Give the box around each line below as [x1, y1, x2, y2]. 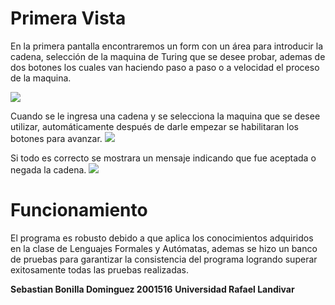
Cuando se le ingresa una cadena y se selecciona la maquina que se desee [10, 110, 321, 122]
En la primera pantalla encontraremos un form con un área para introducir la [10, 40, 324, 52]
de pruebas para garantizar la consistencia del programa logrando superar [10, 253, 318, 265]
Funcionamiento [10, 199, 148, 222]
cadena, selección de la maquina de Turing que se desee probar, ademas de [10, 50, 326, 62]
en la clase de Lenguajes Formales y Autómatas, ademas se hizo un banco [10, 242, 318, 254]
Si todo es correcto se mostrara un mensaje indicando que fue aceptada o [10, 152, 317, 164]
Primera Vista [10, 7, 127, 30]
